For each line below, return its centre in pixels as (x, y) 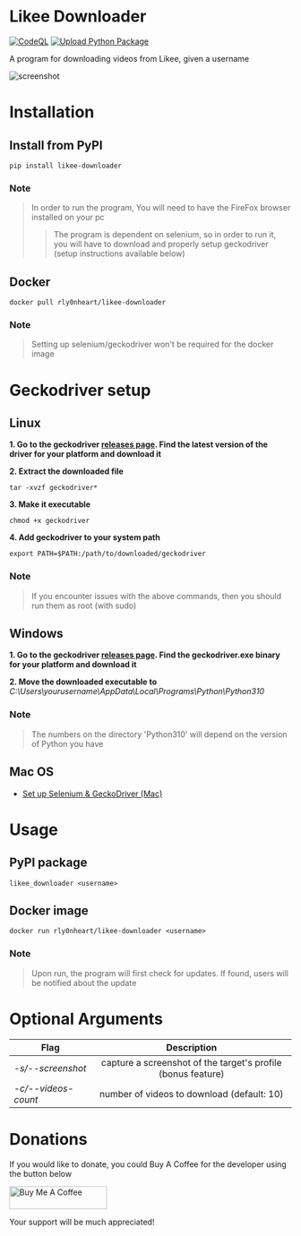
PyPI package (48, 863)
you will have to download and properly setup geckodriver (161, 245)
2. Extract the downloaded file (66, 471)
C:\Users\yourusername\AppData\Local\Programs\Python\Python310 (137, 691)
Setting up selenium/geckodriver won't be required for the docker (152, 344)
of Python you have (67, 743)
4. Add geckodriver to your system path (85, 537)
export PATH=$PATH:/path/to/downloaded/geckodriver (107, 554)
